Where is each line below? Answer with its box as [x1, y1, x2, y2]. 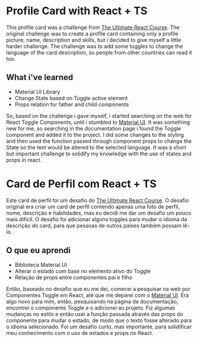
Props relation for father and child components [14, 101, 129, 108]
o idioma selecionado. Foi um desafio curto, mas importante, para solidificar [6, 323, 192, 330]
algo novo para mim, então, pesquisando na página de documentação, [6, 298, 179, 305]
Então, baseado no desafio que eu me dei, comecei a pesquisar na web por [6, 285, 191, 292]
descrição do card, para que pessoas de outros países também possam [6, 222, 182, 229]
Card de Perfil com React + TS [6, 177, 157, 190]
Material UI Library [14, 88, 60, 95]
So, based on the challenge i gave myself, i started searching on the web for [6, 112, 192, 119]
